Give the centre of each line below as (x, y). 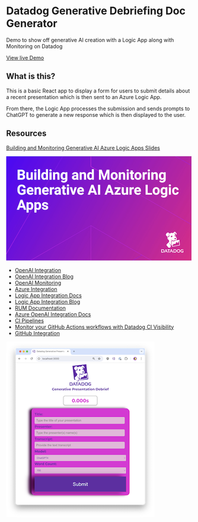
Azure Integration (36, 289)
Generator (32, 23)
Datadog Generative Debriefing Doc (96, 11)
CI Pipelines (29, 320)
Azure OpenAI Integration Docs (53, 314)
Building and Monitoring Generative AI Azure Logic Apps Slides (83, 148)
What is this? (31, 76)
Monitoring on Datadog (34, 46)
